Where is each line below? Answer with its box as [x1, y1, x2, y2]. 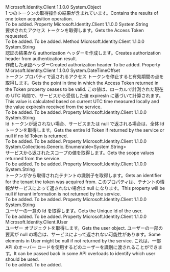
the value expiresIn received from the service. [5, 104, 102, 110]
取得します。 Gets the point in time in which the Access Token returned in [5, 80, 159, 86]
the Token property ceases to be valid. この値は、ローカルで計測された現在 [5, 86, 164, 92]
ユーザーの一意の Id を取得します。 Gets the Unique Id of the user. [5, 208, 143, 214]
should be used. [5, 256, 39, 262]
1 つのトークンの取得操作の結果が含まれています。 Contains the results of [5, 10, 158, 16]
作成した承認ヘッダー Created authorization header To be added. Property [5, 62, 161, 67]
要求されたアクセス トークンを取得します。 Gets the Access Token [5, 27, 144, 33]
